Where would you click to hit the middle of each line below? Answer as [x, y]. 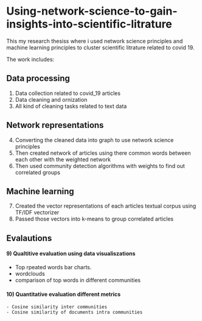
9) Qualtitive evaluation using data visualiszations [71, 253]
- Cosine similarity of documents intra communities [75, 312]
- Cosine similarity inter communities [57, 307]
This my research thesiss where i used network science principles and [95, 41]
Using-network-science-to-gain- [92, 11]
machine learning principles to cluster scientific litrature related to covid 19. [100, 48]
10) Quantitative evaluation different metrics [64, 294]
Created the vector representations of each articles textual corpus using [106, 206]
